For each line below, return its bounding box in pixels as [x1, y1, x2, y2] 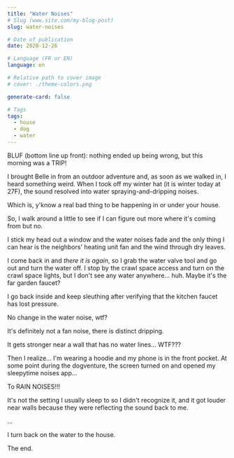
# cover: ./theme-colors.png [7, 81, 92, 88]
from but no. [7, 221, 43, 230]
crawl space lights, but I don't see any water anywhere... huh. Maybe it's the [7, 271, 227, 279]
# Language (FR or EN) [7, 55, 73, 62]
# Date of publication [7, 36, 73, 43]
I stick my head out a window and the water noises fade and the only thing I [7, 235, 225, 244]
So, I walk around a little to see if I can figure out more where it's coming [7, 214, 216, 223]
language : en [7, 62, 45, 69]
